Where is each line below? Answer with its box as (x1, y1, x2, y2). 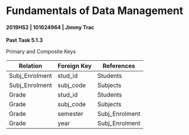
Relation (19, 62, 43, 70)
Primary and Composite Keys (6, 48, 76, 55)
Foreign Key (57, 62, 92, 70)
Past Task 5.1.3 (6, 37, 43, 44)
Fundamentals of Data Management (6, 4, 184, 18)
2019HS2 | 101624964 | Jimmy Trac (6, 23, 94, 30)
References (102, 62, 135, 70)
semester (57, 110, 83, 118)
